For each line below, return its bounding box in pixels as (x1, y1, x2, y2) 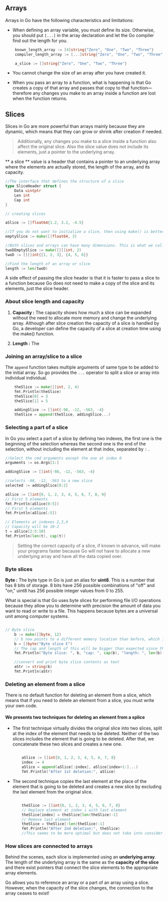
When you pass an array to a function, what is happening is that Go (12, 79, 151, 85)
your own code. (5, 702, 37, 709)
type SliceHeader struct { (5, 183, 61, 189)
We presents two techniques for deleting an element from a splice (5, 714, 145, 720)
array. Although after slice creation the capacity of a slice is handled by (12, 320, 159, 326)
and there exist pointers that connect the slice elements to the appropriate (5, 864, 158, 870)
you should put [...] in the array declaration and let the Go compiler (12, 32, 154, 38)
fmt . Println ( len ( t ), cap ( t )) (5, 533, 66, 538)
